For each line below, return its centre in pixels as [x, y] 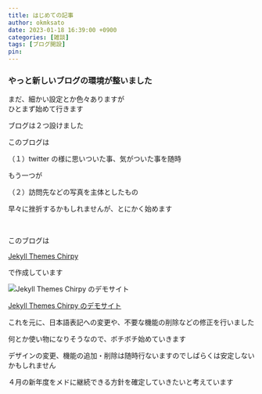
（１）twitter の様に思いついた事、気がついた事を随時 [95, 159]
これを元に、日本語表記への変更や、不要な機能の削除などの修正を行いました [131, 323]
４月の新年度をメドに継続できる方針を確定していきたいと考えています [121, 382]
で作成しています [36, 273]
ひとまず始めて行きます [46, 109]
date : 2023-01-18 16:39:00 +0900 [63, 30]
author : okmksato [36, 23]
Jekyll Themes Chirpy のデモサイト [65, 305]
